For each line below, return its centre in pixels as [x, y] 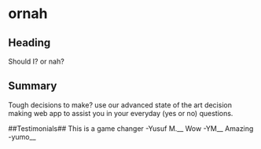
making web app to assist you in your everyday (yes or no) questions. [121, 113]
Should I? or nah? [36, 61]
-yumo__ [22, 136]
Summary [33, 86]
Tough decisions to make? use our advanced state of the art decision [120, 105]
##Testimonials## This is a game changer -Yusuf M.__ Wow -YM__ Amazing [131, 128]
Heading [29, 43]
